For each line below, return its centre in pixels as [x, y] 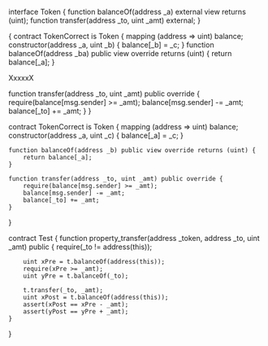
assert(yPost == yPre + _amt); [76, 312]
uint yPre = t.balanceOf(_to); [76, 276]
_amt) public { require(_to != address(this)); [80, 247]
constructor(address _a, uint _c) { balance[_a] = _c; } [96, 135]
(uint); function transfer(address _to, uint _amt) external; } [105, 20]
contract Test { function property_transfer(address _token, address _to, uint [134, 238]
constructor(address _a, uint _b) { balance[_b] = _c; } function [111, 45]
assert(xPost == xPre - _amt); [76, 304]
